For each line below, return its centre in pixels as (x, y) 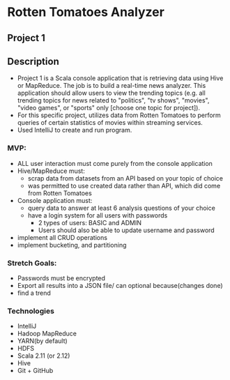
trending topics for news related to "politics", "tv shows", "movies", (113, 100)
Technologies (31, 311)
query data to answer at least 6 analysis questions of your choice (122, 208)
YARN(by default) (42, 341)
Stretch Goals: (32, 263)
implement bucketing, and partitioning (72, 245)
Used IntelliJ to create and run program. (75, 130)
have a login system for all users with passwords (98, 215)
